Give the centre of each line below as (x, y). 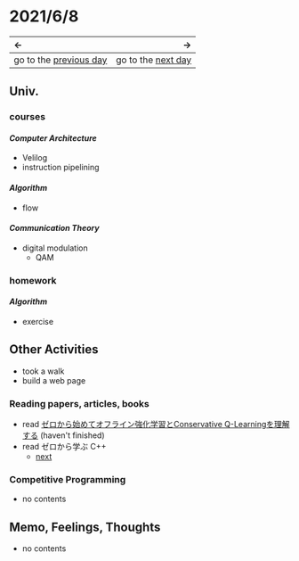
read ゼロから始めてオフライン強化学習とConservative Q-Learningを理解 (156, 425)
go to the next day (154, 60)
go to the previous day (61, 60)
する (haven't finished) (63, 435)
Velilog (35, 158)
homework (33, 280)
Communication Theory (54, 228)
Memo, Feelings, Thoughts (85, 527)
